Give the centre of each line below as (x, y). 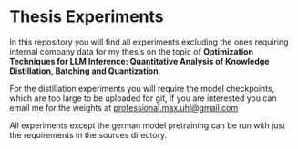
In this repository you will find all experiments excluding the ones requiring (149, 42)
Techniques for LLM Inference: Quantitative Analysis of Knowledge (139, 61)
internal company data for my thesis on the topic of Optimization (131, 51)
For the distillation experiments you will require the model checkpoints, (142, 88)
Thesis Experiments (87, 17)
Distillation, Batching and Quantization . (85, 71)
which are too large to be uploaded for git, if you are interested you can (143, 98)
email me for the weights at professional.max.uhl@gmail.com (124, 107)
